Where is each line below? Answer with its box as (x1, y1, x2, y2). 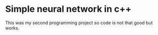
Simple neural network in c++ (5, 3, 132, 15)
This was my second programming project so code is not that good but (5, 20, 153, 26)
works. (5, 25, 20, 31)
